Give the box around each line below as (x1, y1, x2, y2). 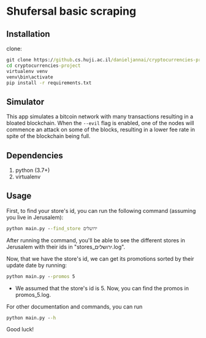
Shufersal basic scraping (6, 4, 137, 18)
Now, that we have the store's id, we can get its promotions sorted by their (6, 255, 194, 262)
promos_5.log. (15, 291, 51, 298)
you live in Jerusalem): (6, 213, 64, 221)
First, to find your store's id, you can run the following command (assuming (6, 207, 196, 214)
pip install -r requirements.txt (6, 80, 92, 86)
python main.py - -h (6, 315, 56, 321)
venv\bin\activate (6, 74, 53, 80)
